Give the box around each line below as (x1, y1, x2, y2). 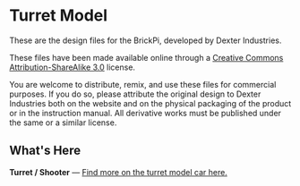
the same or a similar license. (9, 117, 117, 128)
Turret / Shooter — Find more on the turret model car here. (9, 166, 228, 177)
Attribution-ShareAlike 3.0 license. (9, 62, 136, 72)
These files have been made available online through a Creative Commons (9, 52, 284, 63)
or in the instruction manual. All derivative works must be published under (9, 107, 282, 118)
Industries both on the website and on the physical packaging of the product (9, 97, 292, 108)
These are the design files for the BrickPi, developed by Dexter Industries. (9, 35, 282, 46)
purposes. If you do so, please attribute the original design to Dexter (9, 89, 261, 99)
